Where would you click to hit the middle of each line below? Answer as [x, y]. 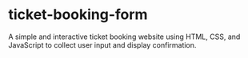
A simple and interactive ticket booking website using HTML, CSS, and [124, 37]
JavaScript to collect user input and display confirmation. [102, 44]
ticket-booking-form [78, 15]
